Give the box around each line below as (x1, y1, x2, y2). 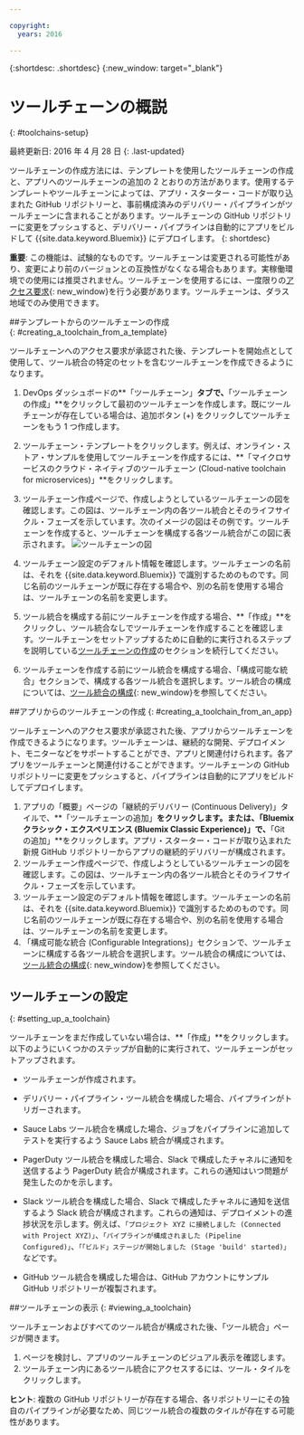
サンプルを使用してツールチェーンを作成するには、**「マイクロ (46, 451, 284, 462)
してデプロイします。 (9, 782, 89, 793)
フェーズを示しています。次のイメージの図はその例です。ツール (46, 517, 282, 527)
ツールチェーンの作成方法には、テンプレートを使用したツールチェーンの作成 (9, 165, 294, 176)
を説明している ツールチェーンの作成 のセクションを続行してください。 (22, 645, 283, 656)
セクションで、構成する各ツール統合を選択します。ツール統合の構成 (38, 676, 291, 687)
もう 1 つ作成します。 (46, 422, 125, 432)
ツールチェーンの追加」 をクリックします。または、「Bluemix (70, 813, 294, 823)
